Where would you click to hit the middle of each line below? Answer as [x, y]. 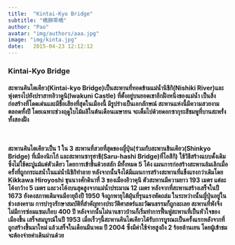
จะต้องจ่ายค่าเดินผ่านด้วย [36, 235]
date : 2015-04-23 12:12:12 [51, 46]
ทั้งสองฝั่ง [19, 119]
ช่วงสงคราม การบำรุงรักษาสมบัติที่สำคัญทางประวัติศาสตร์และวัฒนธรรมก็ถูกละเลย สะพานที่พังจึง [115, 204]
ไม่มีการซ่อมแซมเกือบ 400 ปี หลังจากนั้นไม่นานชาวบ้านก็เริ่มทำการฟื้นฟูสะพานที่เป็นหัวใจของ [114, 211]
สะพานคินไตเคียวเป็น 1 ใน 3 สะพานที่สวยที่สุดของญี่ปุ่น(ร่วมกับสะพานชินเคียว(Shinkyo [109, 148]
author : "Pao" [29, 27]
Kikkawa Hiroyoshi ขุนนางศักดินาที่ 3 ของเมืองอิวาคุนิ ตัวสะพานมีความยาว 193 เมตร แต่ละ [117, 180]
